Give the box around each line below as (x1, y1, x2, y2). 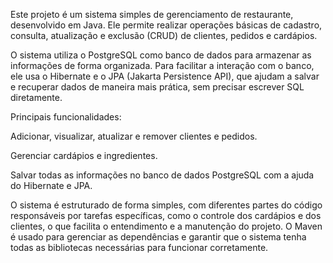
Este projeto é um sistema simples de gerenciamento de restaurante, (10, 9, 294, 20)
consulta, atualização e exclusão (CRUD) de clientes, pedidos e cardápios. (10, 30, 318, 41)
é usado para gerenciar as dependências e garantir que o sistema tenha (10, 231, 307, 243)
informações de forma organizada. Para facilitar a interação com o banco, (10, 60, 315, 71)
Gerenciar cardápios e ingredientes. (10, 150, 158, 161)
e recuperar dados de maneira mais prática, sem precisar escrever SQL (10, 81, 305, 93)
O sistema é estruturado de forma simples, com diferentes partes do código (10, 199, 323, 211)
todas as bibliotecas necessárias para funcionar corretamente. (10, 242, 269, 253)
